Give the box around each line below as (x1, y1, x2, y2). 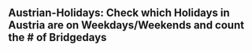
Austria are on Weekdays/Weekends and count (8, 19, 245, 32)
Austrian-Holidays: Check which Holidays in (8, 6, 230, 20)
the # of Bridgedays (8, 31, 107, 44)
